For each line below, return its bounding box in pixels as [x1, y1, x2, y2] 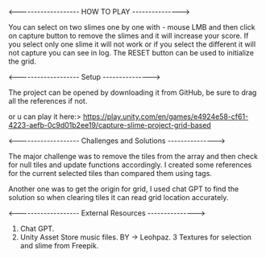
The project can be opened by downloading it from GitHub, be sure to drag [8, 88, 257, 97]
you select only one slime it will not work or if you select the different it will [8, 39, 256, 49]
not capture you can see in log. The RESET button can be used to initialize [8, 48, 254, 57]
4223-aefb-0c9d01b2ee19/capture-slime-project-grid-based [8, 121, 211, 129]
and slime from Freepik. [19, 241, 99, 250]
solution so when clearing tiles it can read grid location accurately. [8, 193, 229, 202]
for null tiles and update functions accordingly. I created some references [8, 160, 252, 170]
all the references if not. [8, 96, 88, 105]
